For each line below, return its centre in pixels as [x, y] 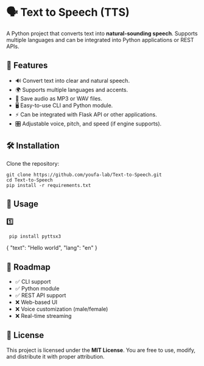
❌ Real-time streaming [43, 316]
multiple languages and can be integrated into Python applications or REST [100, 40]
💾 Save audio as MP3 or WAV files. [58, 98]
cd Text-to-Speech [30, 180]
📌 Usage [22, 204]
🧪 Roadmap [28, 267]
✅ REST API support [40, 295]
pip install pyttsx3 [35, 237]
